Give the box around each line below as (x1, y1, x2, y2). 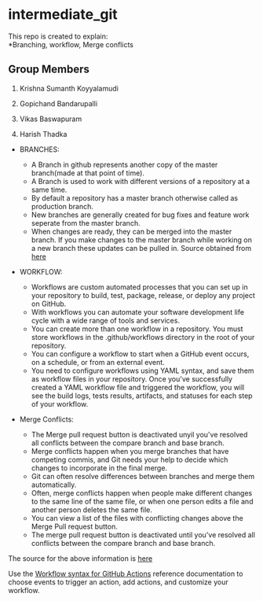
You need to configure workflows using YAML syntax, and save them (31, 366, 254, 375)
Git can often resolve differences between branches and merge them (31, 471, 255, 481)
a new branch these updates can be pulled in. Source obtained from (31, 243, 252, 253)
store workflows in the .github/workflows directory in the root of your (31, 332, 255, 341)
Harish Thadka (19, 129, 68, 138)
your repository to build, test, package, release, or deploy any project (31, 290, 255, 300)
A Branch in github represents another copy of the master (31, 160, 218, 169)
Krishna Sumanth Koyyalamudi (19, 83, 119, 93)
